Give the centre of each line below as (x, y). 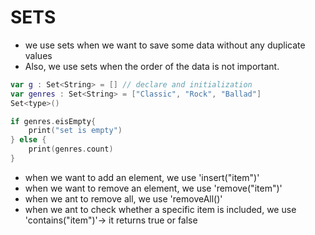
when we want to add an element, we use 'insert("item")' (142, 177)
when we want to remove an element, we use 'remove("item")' (153, 188)
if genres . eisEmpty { (53, 121)
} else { (28, 140)
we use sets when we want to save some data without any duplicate (165, 45)
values (38, 55)
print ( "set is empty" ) (75, 131)
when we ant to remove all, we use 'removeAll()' (123, 198)
